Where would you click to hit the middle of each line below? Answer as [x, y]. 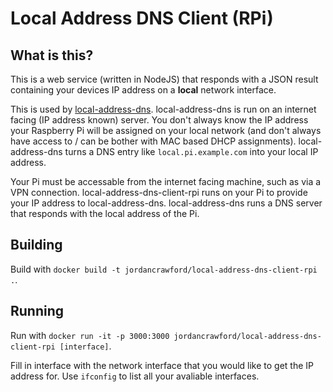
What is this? [52, 55]
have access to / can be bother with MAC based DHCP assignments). [153, 141]
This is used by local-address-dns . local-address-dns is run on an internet [163, 109]
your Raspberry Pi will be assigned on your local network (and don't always [166, 130]
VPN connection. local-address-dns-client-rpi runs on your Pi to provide [159, 192]
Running [37, 311]
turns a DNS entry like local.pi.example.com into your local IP [191, 151]
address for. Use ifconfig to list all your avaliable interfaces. [135, 376]
